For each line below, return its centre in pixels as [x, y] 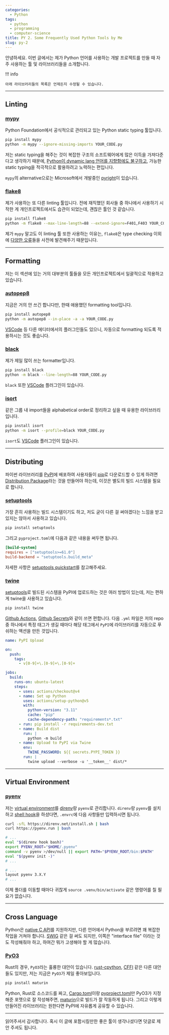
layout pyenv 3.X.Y [26, 875]
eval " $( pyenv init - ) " [30, 856]
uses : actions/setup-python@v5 [56, 701]
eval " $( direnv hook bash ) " [35, 842]
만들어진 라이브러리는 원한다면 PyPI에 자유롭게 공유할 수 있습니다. [70, 1006]
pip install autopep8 [28, 315]
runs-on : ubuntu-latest [39, 682]
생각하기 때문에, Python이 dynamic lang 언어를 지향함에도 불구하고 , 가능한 [88, 161]
